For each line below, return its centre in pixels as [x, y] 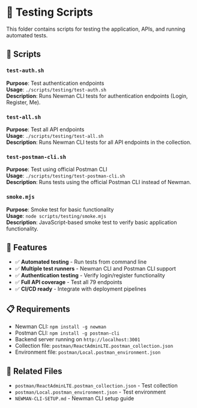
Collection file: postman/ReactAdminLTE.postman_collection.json [94, 346]
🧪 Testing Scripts [50, 12]
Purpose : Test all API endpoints [45, 129]
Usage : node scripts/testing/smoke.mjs [56, 215]
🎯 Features [27, 247]
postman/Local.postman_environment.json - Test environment [90, 392]
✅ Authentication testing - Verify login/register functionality [90, 276]
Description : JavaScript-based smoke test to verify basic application [92, 222]
